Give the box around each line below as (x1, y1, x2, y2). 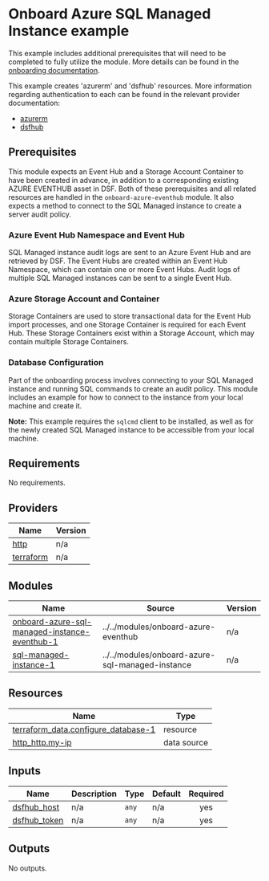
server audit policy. (8, 209, 72, 219)
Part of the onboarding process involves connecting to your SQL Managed (8, 375, 254, 385)
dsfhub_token (12, 814, 64, 826)
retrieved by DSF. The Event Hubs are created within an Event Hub (8, 256, 228, 266)
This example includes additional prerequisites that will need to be (8, 48, 227, 58)
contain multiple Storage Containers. (8, 337, 130, 347)
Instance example (8, 22, 130, 40)
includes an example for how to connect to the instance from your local (8, 392, 243, 402)
